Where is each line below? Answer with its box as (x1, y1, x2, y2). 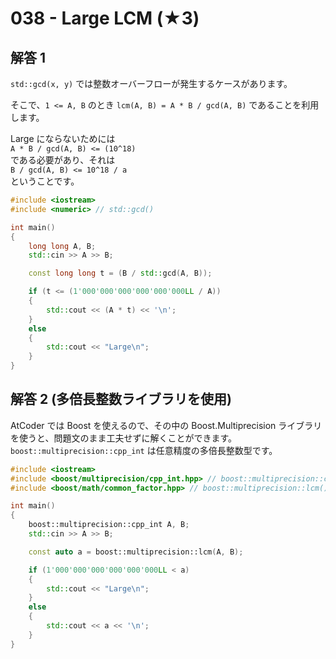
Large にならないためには (10, 133, 116, 144)
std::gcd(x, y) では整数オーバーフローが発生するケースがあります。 (10, 78, 293, 89)
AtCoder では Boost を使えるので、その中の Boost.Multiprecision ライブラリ (10, 419, 323, 431)
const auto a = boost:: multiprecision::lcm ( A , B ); (28, 547, 244, 557)
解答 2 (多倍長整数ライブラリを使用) (10, 391, 233, 408)
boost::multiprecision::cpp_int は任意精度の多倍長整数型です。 (10, 444, 278, 456)
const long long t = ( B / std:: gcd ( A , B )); (28, 268, 213, 279)
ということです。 (10, 175, 80, 187)
